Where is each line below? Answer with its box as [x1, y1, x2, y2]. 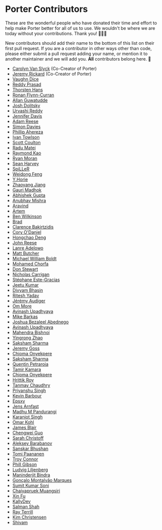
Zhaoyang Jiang [12, 181, 46, 187]
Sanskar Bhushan [12, 446, 49, 452]
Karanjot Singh [12, 414, 43, 420]
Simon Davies [12, 123, 41, 130]
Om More [12, 303, 32, 309]
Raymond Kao [12, 150, 41, 156]
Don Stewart [12, 266, 38, 272]
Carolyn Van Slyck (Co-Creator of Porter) [12, 66, 97, 72]
